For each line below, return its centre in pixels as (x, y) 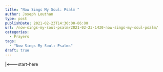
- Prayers (19, 37)
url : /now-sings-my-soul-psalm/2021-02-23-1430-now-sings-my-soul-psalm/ (82, 28)
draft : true (17, 50)
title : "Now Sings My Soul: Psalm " (42, 9)
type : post (16, 18)
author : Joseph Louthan (29, 14)
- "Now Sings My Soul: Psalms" (41, 46)
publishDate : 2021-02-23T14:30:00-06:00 (47, 23)
